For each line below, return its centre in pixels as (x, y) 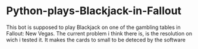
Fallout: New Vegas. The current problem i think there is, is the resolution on (99, 33)
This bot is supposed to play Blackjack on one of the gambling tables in (93, 27)
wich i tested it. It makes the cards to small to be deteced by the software (96, 40)
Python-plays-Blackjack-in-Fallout (94, 11)
